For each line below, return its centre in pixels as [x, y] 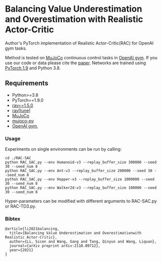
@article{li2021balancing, [32, 229]
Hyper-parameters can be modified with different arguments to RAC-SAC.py [81, 201]
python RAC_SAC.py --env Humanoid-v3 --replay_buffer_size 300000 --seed [81, 162]
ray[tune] [21, 110]
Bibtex [13, 219]
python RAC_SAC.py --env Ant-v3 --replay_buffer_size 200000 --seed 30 [79, 171]
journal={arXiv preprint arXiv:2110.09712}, [55, 246]
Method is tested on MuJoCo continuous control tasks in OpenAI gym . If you [81, 57]
